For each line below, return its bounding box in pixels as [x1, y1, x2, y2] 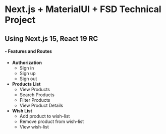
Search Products [19, 92, 55, 98]
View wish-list [19, 123, 49, 129]
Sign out [19, 76, 37, 82]
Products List [12, 81, 41, 87]
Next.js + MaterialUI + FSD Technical [5, 4, 162, 15]
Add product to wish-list [19, 113, 70, 119]
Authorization [12, 59, 42, 65]
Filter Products [19, 97, 50, 103]
